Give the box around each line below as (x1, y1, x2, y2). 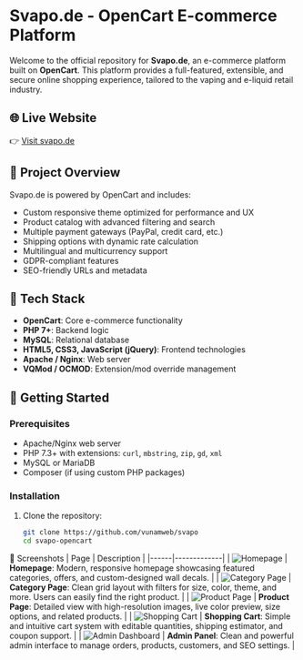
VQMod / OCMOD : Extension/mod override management (22, 363, 237, 374)
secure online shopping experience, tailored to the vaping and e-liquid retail (9, 74, 294, 85)
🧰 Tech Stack (9, 290, 86, 306)
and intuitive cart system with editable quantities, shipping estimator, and (9, 621, 284, 632)
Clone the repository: (22, 511, 103, 522)
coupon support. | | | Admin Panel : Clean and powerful (9, 630, 294, 642)
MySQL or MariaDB (22, 457, 96, 469)
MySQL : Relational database (22, 334, 130, 346)
